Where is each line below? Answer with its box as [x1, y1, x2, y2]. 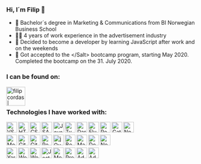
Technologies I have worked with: [6, 108, 107, 116]
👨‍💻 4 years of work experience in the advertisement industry [14, 32, 167, 39]
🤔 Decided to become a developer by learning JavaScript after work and [14, 39, 195, 46]
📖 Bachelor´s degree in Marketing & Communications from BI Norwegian [14, 19, 195, 27]
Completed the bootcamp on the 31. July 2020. [14, 57, 133, 65]
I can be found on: [6, 72, 60, 81]
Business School [14, 25, 57, 33]
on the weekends [14, 45, 59, 52]
